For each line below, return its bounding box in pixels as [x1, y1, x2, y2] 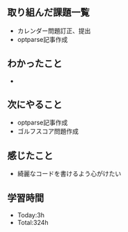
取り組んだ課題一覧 [7, 6, 90, 19]
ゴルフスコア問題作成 [17, 127, 79, 136]
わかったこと [7, 58, 63, 70]
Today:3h [17, 211, 45, 219]
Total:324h [17, 219, 49, 227]
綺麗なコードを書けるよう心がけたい [17, 170, 122, 178]
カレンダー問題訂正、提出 [17, 27, 91, 35]
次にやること [7, 99, 63, 110]
